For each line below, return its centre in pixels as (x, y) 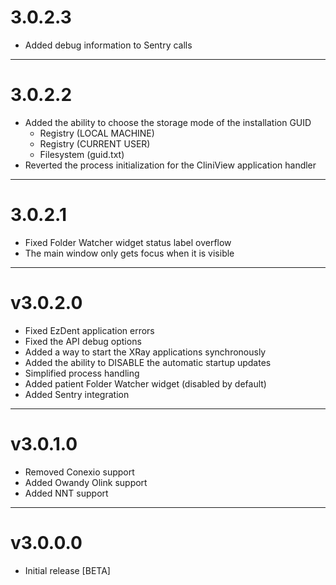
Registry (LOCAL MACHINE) (97, 133)
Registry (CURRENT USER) (95, 143)
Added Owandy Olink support (86, 482)
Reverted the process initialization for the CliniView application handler (170, 165)
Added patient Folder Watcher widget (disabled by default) (145, 383)
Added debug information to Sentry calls (108, 45)
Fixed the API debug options (83, 341)
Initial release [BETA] (67, 570)
